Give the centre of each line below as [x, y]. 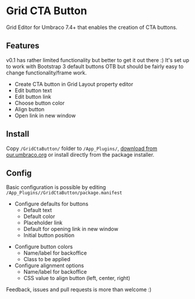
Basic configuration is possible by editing [56, 187]
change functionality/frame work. [47, 73]
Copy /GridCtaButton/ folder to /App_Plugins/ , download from [82, 148]
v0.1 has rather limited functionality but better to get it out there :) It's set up [98, 60]
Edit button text [33, 90]
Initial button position [49, 235]
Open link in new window [45, 115]
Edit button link [33, 96]
